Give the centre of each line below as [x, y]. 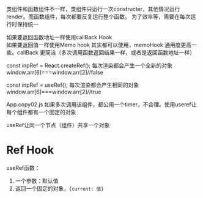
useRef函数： [23, 167]
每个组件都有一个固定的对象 [41, 112]
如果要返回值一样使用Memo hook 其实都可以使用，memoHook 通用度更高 [99, 45]
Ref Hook [30, 150]
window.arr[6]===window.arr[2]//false [55, 72]
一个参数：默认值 [37, 181]
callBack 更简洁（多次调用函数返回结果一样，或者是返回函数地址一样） [106, 53]
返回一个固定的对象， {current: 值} [59, 188]
